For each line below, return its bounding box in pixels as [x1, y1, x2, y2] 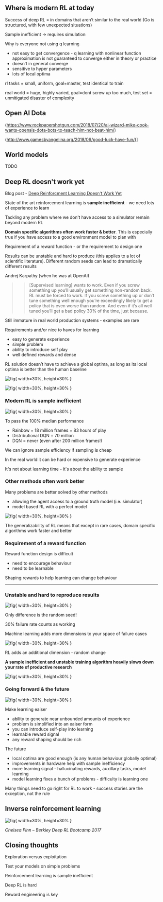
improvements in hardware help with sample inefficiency [12, 761, 125, 766]
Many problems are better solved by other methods [5, 489, 108, 495]
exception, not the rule [5, 790, 50, 796]
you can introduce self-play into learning [12, 726, 94, 732]
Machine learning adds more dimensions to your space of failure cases [5, 631, 147, 637]
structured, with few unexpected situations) [5, 22, 92, 28]
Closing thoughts [5, 841, 59, 849]
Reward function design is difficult [5, 551, 74, 557]
